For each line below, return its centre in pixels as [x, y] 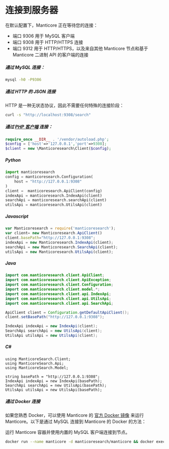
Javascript [17, 216]
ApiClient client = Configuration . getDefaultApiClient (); [67, 312]
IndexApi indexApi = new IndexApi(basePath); [54, 381]
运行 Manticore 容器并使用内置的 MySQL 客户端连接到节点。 [68, 432]
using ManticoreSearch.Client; [38, 359]
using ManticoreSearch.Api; [35, 363]
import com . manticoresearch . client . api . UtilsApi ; [58, 299]
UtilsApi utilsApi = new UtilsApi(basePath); [54, 390]
